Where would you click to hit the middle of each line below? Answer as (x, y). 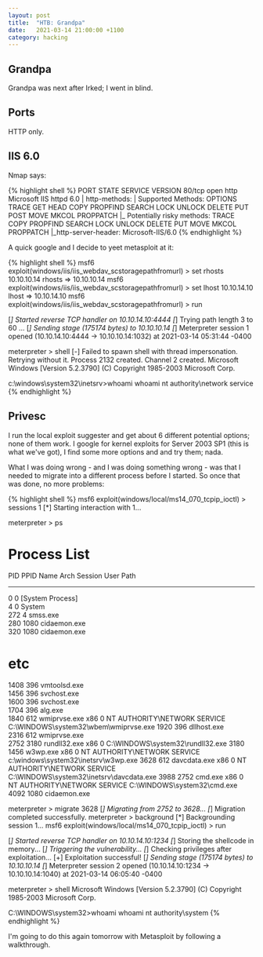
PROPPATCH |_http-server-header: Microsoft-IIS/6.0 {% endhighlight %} (125, 232)
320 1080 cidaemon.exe (47, 632)
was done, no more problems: (56, 484)
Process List (49, 554)
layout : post (29, 15)
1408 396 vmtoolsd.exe (46, 685)
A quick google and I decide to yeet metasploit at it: (91, 247)
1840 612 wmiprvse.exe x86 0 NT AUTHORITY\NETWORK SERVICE (117, 718)
